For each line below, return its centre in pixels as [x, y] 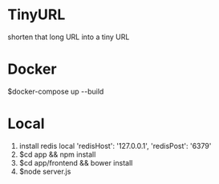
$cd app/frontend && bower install [76, 162]
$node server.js [45, 171]
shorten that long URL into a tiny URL [69, 37]
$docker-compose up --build [56, 91]
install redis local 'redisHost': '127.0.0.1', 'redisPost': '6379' [115, 146]
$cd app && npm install [57, 154]
